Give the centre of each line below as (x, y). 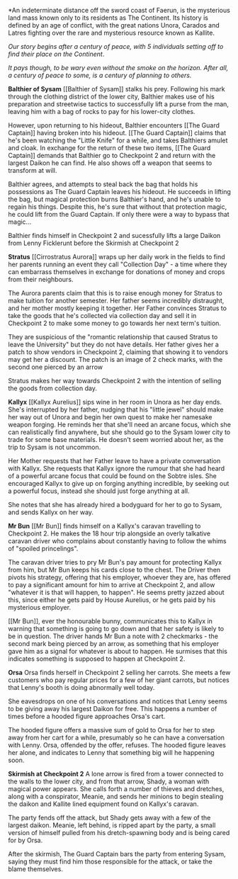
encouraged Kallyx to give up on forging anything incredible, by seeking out (119, 483)
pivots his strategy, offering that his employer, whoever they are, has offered (119, 577)
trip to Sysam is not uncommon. (55, 447)
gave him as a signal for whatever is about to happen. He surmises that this (118, 651)
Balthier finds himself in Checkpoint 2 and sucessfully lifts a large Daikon (114, 236)
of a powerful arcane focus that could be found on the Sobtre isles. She (112, 476)
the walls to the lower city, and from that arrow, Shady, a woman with (109, 781)
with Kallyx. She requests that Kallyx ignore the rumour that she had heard (117, 468)
